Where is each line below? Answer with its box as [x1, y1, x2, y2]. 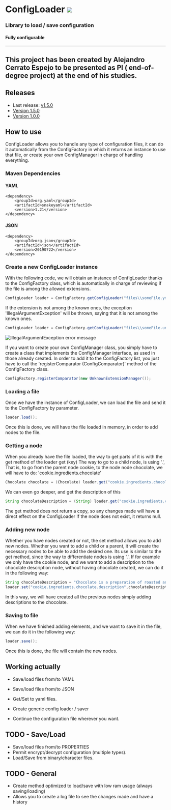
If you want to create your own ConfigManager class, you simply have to [5, 344, 158, 351]
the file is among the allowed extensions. [5, 285, 91, 292]
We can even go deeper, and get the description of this [5, 488, 121, 495]
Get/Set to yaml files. [12, 696, 57, 702]
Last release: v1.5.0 [12, 102, 53, 108]
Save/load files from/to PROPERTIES [12, 744, 89, 750]
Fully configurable [5, 34, 45, 40]
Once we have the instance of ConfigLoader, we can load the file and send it [5, 399, 166, 406]
